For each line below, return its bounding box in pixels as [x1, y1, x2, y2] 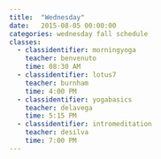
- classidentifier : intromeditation [17, 120, 152, 129]
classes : [9, 37, 42, 47]
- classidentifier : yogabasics [17, 95, 133, 104]
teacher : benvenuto [25, 54, 97, 63]
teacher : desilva [25, 128, 89, 137]
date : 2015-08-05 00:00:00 [9, 21, 117, 30]
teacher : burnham [25, 79, 89, 87]
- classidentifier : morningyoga [17, 46, 137, 55]
